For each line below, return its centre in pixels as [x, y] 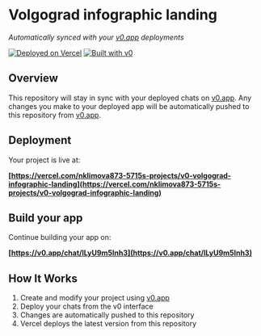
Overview [34, 78]
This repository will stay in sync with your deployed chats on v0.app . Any [130, 98]
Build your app [46, 218]
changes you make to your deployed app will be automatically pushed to [129, 106]
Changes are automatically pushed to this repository [107, 315]
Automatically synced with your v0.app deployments [96, 37]
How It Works [43, 278]
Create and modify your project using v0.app [95, 298]
